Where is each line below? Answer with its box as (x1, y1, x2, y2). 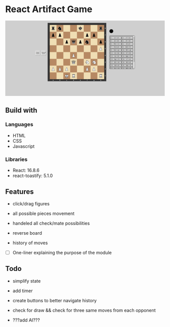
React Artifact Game (5, 4, 93, 15)
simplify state (12, 278, 41, 284)
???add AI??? (12, 317, 40, 323)
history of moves (12, 240, 48, 246)
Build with (5, 106, 37, 115)
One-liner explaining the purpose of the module (12, 249, 112, 255)
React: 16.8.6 (12, 168, 39, 174)
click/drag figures (12, 200, 50, 206)
